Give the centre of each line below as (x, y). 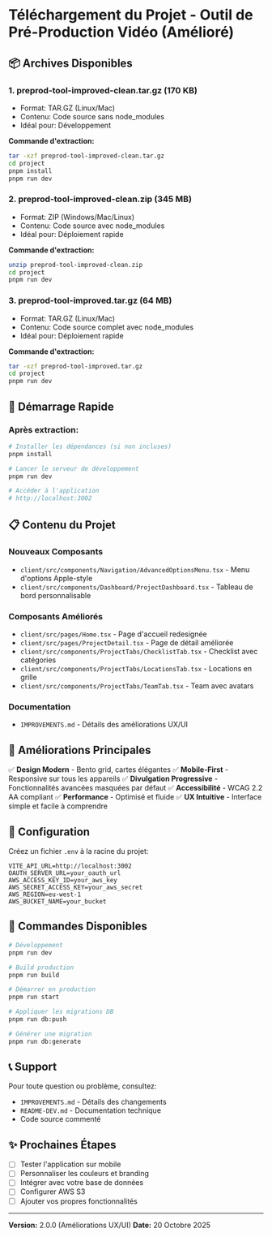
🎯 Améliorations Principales (80, 750)
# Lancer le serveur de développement (74, 468)
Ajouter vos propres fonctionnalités (79, 1201)
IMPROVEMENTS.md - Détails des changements (93, 1102)
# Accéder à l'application (54, 491)
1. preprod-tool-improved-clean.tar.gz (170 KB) (103, 90)
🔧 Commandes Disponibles (78, 927)
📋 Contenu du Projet (62, 525)
